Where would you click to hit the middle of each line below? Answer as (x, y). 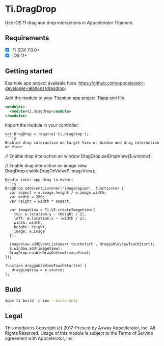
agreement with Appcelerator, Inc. (40, 338)
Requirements (27, 38)
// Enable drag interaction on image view (46, 166)
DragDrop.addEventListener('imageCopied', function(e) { (65, 188)
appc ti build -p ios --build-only (41, 301)
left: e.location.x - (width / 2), (50, 219)
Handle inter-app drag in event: (39, 180)
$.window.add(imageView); (36, 249)
